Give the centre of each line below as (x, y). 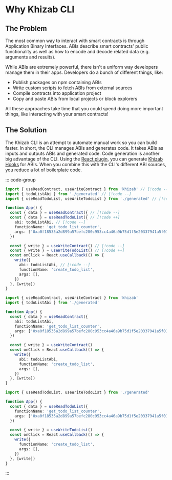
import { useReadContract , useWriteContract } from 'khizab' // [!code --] (88, 189)
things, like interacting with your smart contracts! (57, 114)
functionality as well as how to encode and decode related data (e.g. (78, 52)
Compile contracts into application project (57, 93)
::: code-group (20, 179)
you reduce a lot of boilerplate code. (44, 170)
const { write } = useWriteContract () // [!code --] (67, 246)
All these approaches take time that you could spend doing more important (84, 108)
